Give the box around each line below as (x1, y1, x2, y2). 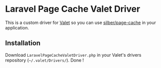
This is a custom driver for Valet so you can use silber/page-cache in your (5, 20, 156, 25)
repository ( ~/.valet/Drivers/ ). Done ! (5, 57, 84, 63)
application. (5, 24, 29, 30)
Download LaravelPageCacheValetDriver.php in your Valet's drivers (5, 52, 142, 58)
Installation (5, 39, 41, 47)
